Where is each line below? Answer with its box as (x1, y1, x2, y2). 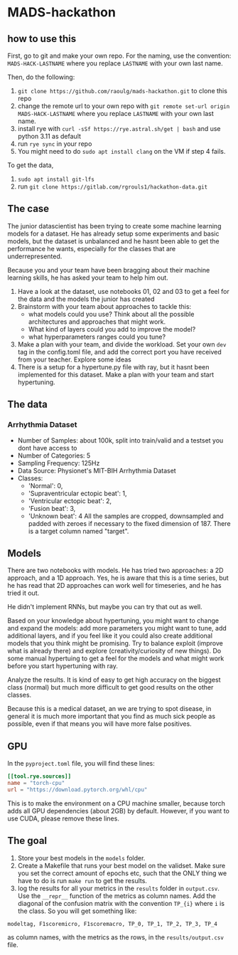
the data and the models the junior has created (17, 295, 155, 303)
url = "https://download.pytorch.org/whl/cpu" (7, 786, 148, 793)
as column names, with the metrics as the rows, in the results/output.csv (7, 933, 224, 941)
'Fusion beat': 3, (28, 504, 76, 512)
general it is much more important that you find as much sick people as (7, 712, 215, 721)
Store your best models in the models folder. (17, 853, 146, 862)
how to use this (7, 33, 77, 45)
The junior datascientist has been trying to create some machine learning (7, 221, 222, 230)
